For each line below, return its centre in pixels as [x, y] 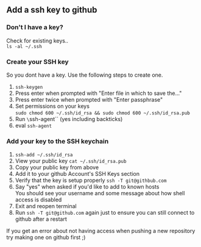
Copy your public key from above [57, 167]
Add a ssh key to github [52, 10]
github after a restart [41, 219]
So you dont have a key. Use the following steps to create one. [85, 75]
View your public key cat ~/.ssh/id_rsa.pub [71, 161]
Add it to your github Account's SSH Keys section [77, 174]
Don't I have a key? [35, 27]
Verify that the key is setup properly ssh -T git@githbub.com [91, 180]
